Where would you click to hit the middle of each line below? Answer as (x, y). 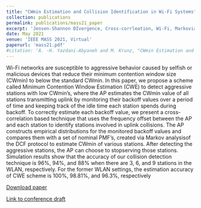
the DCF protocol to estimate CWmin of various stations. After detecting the (99, 143)
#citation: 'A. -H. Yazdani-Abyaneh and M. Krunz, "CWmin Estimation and (100, 51)
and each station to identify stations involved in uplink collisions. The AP (95, 125)
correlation (19, 118)
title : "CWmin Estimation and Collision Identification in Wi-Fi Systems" (101, 12)
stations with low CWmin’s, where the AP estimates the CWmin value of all (98, 93)
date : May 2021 (25, 34)
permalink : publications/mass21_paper (54, 23)
